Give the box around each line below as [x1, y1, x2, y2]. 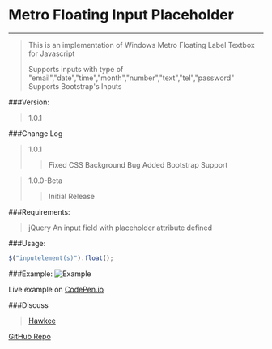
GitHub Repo [8, 331, 51, 341]
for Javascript [28, 49, 75, 58]
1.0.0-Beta [28, 176, 63, 185]
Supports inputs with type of [28, 64, 124, 74]
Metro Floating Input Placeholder [8, 6, 235, 24]
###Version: [8, 97, 50, 107]
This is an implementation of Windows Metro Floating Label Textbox [28, 40, 255, 49]
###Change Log [8, 128, 63, 138]
